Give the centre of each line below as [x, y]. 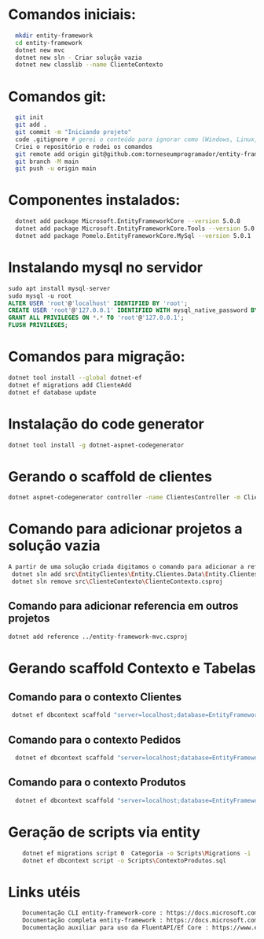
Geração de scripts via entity [104, 832]
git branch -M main [47, 161]
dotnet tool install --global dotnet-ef [75, 377]
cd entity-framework [49, 43]
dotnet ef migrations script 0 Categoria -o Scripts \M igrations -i [137, 853]
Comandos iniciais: [72, 15]
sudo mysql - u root [40, 296]
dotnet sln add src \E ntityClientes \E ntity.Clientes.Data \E [110, 574]
